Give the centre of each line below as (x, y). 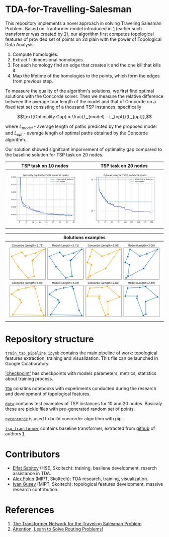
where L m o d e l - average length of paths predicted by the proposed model (81, 127)
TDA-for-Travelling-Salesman (68, 9)
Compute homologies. (35, 54)
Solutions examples (84, 237)
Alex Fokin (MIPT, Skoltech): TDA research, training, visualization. (80, 479)
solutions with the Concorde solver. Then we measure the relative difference (84, 96)
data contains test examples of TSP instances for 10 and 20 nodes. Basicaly (84, 404)
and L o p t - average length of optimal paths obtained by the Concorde (77, 133)
